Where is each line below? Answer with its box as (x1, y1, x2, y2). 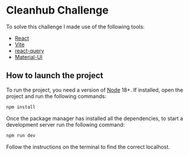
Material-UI (14, 53, 43, 60)
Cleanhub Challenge (6, 4, 109, 17)
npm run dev (6, 133, 36, 138)
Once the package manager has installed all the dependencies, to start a (6, 115, 184, 122)
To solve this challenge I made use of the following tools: (6, 23, 145, 30)
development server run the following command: (6, 121, 125, 128)
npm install (6, 104, 36, 110)
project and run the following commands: (6, 92, 107, 99)
